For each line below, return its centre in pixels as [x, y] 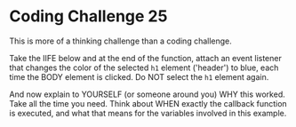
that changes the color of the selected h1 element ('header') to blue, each [144, 67]
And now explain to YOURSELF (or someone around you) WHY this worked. [148, 94]
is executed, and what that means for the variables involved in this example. [148, 113]
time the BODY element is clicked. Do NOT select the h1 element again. [139, 76]
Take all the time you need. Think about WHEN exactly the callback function [148, 103]
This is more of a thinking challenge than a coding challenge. [121, 41]
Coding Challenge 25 [88, 16]
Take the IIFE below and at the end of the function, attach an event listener [145, 58]
